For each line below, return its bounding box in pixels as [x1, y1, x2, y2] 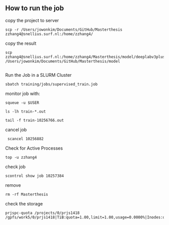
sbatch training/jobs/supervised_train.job [5, 81, 98, 87]
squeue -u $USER [5, 100, 39, 105]
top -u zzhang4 [5, 155, 37, 160]
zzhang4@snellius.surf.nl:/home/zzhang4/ [5, 31, 94, 37]
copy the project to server [5, 17, 59, 23]
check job [5, 163, 26, 170]
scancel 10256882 [7, 136, 44, 141]
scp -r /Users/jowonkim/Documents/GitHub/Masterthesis [5, 27, 123, 32]
